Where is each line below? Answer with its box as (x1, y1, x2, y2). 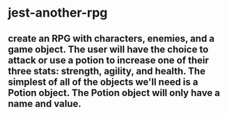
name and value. (8, 97, 82, 109)
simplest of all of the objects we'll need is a (8, 76, 198, 88)
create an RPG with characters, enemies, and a (8, 33, 215, 44)
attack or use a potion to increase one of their (8, 54, 210, 66)
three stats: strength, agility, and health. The (8, 65, 206, 77)
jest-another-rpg (8, 5, 108, 21)
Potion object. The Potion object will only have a (8, 87, 221, 99)
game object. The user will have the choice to (8, 43, 209, 55)
